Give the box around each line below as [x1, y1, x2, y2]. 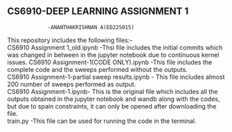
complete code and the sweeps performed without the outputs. [7, 65, 188, 73]
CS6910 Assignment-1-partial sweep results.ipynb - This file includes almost [7, 73, 225, 81]
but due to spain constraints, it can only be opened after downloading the [7, 102, 217, 110]
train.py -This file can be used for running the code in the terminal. [7, 117, 197, 125]
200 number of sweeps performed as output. [7, 79, 136, 88]
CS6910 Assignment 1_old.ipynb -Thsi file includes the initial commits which [7, 43, 223, 51]
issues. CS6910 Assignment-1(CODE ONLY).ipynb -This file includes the [7, 58, 213, 66]
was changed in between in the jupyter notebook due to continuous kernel [7, 50, 220, 59]
